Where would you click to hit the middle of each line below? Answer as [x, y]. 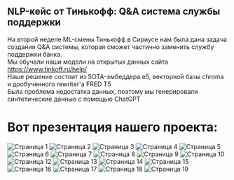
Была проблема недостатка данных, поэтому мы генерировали [103, 91]
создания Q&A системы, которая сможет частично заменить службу [111, 47]
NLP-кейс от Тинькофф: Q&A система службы [114, 12]
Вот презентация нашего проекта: [113, 127]
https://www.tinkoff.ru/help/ [47, 69]
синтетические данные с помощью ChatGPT [74, 99]
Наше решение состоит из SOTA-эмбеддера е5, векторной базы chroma [116, 76]
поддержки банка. [35, 54]
